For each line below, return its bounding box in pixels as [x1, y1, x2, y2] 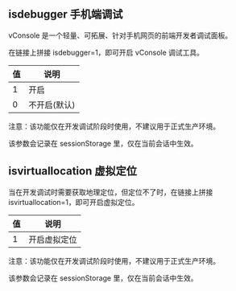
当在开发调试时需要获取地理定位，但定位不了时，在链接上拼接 [8, 187, 213, 197]
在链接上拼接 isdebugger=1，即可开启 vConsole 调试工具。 [8, 47, 204, 57]
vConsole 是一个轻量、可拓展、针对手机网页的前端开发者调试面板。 [8, 31, 233, 40]
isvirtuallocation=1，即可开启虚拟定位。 [8, 197, 139, 207]
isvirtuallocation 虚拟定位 [8, 164, 137, 178]
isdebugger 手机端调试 [8, 7, 123, 22]
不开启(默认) [28, 99, 76, 110]
